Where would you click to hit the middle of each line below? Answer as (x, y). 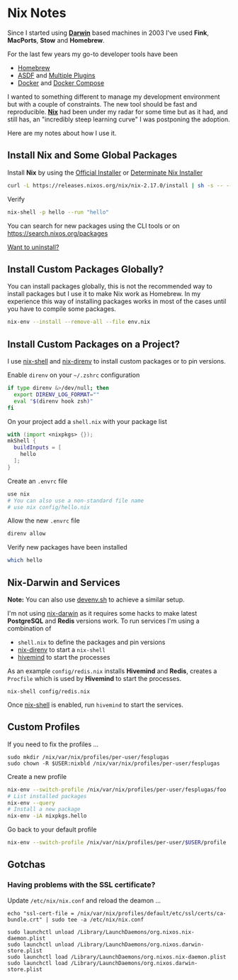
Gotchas (27, 865)
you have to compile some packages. (62, 309)
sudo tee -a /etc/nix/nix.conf (98, 920)
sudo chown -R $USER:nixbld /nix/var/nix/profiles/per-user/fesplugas (114, 763)
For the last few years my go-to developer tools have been (93, 54)
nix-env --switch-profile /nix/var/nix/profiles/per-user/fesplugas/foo (117, 790)
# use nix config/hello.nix (49, 507)
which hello (25, 560)
